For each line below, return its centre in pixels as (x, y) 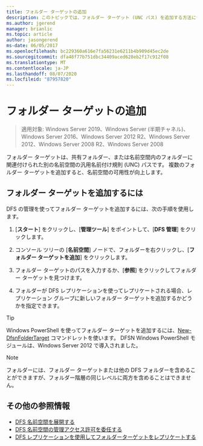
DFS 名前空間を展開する (45, 422)
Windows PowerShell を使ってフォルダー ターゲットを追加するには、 (92, 330)
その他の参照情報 (38, 406)
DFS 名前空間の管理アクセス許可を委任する (69, 429)
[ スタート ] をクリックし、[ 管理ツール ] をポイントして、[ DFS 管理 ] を (100, 229)
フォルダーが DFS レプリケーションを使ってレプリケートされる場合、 (101, 290)
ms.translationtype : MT (36, 62)
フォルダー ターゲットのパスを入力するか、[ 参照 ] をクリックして (95, 270)
